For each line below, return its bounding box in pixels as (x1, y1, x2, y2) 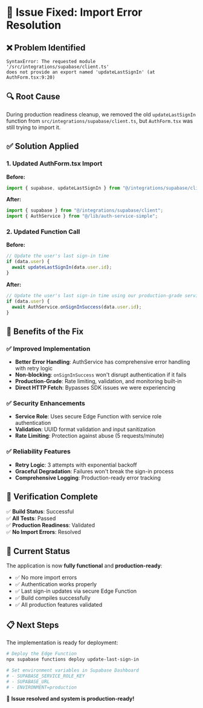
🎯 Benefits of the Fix (6, 326, 83, 336)
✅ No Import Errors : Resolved (6, 528, 82, 535)
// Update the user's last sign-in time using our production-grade (6, 292, 182, 299)
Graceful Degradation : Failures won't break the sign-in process (14, 467, 174, 475)
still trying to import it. (6, 124, 61, 131)
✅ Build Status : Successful (6, 507, 74, 515)
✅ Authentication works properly (14, 581, 97, 588)
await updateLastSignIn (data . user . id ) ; (11, 264, 112, 270)
